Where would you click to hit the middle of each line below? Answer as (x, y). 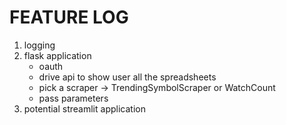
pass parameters (73, 98)
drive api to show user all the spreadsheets (127, 77)
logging (39, 45)
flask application (57, 55)
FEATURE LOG (69, 17)
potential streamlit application (84, 108)
